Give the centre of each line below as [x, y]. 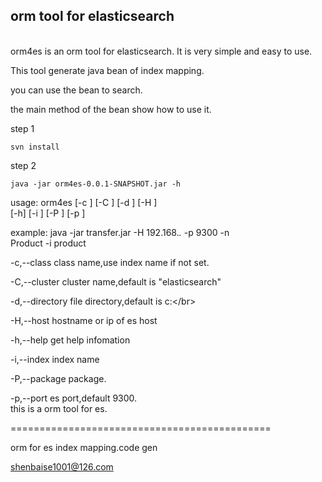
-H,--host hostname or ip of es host [84, 320]
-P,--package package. [58, 378]
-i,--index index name [55, 359]
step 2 [23, 165]
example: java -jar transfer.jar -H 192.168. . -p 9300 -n [120, 232]
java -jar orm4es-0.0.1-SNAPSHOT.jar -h [96, 184]
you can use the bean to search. [76, 90]
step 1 [22, 128]
